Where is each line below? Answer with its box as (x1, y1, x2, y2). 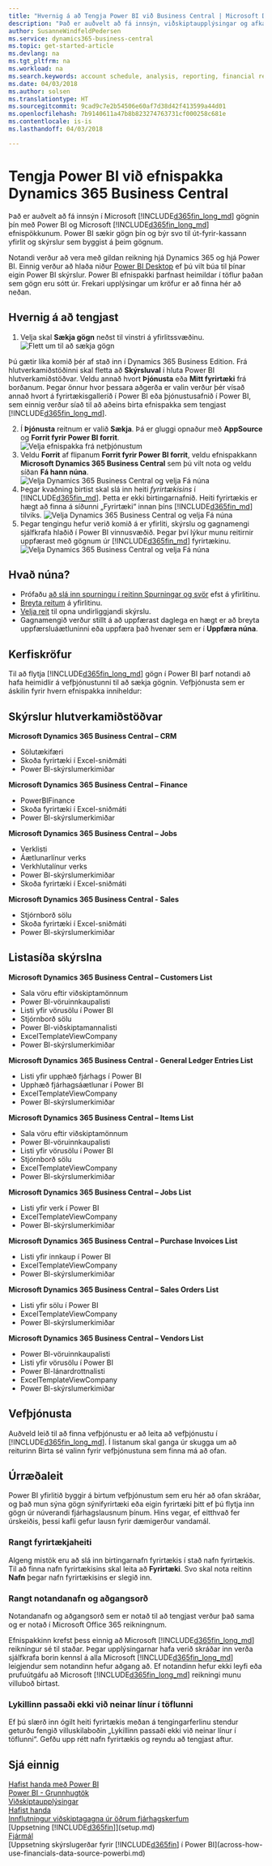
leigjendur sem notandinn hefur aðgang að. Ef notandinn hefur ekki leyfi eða (8, 1661, 262, 1671)
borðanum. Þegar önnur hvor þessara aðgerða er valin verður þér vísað (8, 382, 245, 392)
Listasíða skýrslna (8, 950, 103, 965)
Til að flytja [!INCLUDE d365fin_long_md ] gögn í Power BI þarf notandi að (8, 669, 251, 679)
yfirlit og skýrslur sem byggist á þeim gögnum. (8, 237, 164, 247)
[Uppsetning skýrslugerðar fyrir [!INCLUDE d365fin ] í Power (8, 1840, 206, 1850)
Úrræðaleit (8, 1469, 64, 1482)
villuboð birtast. (8, 1678, 61, 1688)
